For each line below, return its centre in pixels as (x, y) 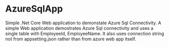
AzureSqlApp (34, 9)
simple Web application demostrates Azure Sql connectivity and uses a (79, 28)
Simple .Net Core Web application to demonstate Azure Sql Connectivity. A (83, 23)
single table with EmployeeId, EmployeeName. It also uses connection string (85, 33)
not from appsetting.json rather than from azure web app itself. (71, 39)
